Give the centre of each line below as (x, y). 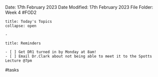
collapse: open (21, 26)
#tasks (12, 70)
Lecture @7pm (19, 61)
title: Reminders (23, 43)
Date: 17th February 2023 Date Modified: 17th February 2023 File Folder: (79, 7)
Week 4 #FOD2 (21, 12)
